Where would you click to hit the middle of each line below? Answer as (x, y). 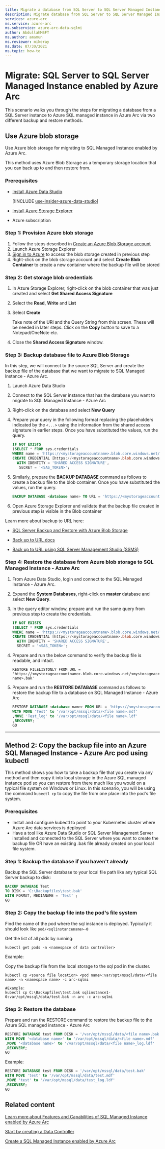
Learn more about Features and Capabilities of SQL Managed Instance (76, 1116)
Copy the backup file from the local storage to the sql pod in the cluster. (78, 966)
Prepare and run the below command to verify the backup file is (77, 655)
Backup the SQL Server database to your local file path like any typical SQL (81, 872)
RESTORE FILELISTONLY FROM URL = (46, 670)
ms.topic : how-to (23, 51)
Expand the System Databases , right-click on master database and (81, 594)
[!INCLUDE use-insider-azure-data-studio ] (55, 201)
